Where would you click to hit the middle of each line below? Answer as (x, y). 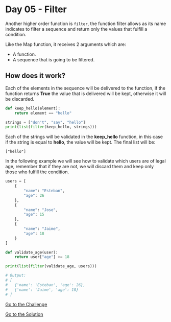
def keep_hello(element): (33, 108)
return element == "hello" (43, 113)
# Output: (16, 275)
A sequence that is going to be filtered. (54, 59)
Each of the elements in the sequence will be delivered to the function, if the (86, 88)
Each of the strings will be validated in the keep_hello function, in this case (84, 137)
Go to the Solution (24, 314)
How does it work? (35, 76)
